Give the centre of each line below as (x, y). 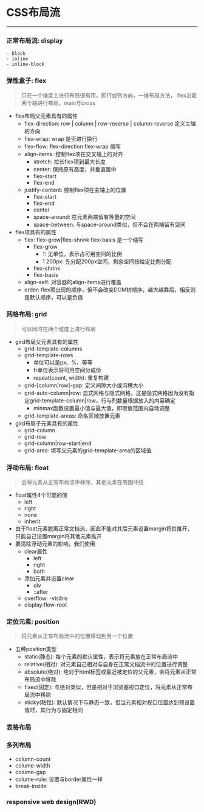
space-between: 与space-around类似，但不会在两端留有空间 (110, 224)
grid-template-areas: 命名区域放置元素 (72, 416)
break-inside (31, 786)
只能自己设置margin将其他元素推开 (58, 536)
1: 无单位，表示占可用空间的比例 (82, 254)
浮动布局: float (28, 468)
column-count (33, 759)
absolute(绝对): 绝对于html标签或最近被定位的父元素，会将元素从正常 (110, 672)
